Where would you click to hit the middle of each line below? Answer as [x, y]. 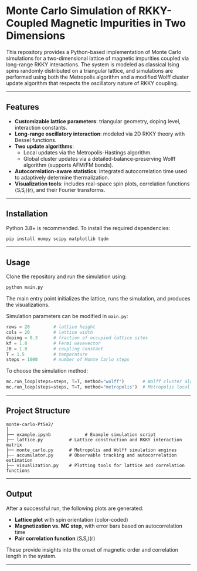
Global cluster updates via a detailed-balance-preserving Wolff [99, 158]
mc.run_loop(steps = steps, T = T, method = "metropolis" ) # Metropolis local [98, 387]
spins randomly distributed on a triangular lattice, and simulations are [89, 70]
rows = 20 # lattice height [51, 327]
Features [23, 107]
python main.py [25, 288]
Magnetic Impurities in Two [118, 23]
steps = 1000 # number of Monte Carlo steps [68, 360]
